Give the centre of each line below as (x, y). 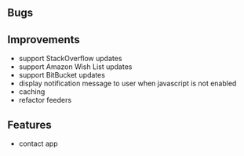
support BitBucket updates (62, 75)
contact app (38, 143)
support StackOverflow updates (70, 59)
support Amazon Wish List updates (75, 67)
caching (32, 92)
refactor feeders (45, 100)
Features (29, 125)
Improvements (44, 40)
